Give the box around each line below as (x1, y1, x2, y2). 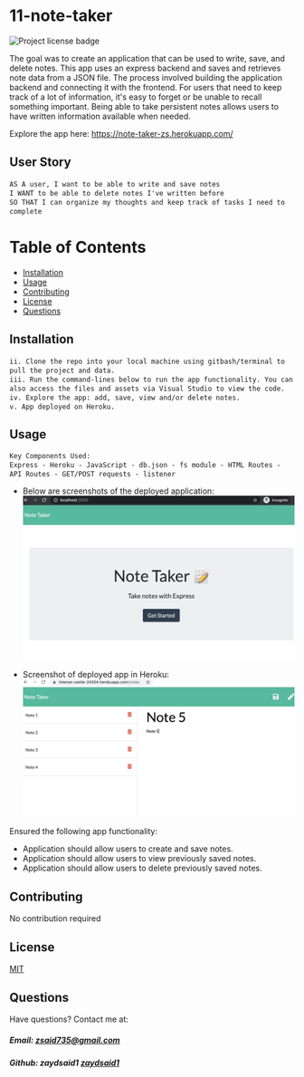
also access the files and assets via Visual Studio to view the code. (9, 384, 285, 393)
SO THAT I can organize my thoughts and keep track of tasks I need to (9, 197, 285, 207)
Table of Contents (9, 236, 147, 257)
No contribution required (9, 913, 101, 924)
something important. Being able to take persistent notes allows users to (9, 101, 279, 111)
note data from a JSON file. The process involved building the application (9, 72, 283, 82)
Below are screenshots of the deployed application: (22, 486, 214, 496)
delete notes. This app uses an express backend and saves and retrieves (9, 63, 281, 73)
